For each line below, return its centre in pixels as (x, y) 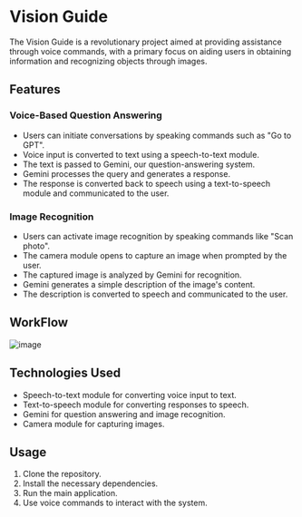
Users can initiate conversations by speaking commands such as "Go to (157, 135)
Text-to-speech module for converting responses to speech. (136, 405)
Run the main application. (70, 493)
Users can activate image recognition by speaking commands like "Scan (158, 236)
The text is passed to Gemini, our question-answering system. (139, 164)
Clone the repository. (62, 474)
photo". (36, 246)
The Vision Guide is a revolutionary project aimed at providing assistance (146, 42)
